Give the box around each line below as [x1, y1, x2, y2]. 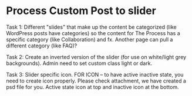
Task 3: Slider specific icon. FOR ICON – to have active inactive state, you [6, 71, 184, 78]
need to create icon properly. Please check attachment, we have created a [6, 77, 187, 84]
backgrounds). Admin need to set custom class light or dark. [6, 60, 153, 67]
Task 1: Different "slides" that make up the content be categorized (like [6, 23, 177, 30]
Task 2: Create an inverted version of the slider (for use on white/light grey [6, 53, 187, 60]
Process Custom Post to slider [6, 4, 157, 18]
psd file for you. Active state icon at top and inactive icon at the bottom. [6, 83, 179, 90]
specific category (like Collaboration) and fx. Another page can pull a [6, 36, 173, 43]
